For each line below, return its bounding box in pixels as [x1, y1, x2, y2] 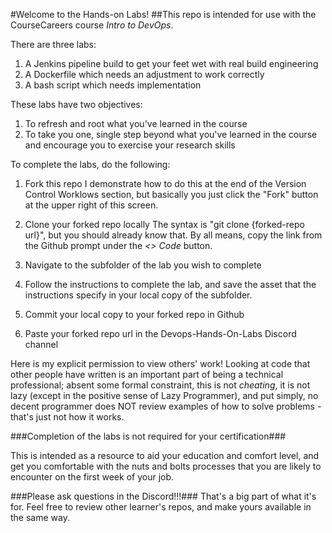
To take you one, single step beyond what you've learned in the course [24, 129, 318, 140]
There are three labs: [10, 39, 97, 50]
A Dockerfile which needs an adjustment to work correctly [24, 69, 265, 80]
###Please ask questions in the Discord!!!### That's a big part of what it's [10, 490, 317, 502]
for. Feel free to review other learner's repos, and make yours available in [10, 501, 312, 513]
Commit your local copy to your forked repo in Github [24, 309, 245, 320]
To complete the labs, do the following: [10, 159, 171, 170]
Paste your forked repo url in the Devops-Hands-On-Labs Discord [24, 328, 297, 339]
